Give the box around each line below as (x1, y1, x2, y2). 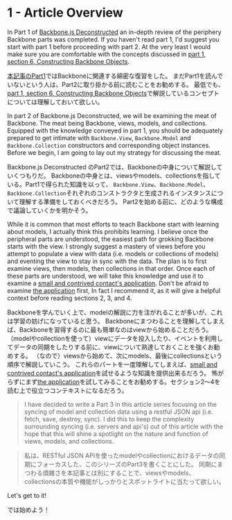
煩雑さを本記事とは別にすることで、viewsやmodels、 (42, 469, 195, 477)
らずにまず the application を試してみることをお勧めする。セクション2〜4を (7, 377, 221, 386)
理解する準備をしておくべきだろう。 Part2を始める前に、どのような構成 (19, 197, 223, 206)
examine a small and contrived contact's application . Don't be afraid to (7, 279, 209, 287)
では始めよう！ (7, 505, 50, 514)
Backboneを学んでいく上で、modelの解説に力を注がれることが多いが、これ (7, 308, 223, 317)
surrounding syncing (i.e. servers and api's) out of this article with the (24, 422, 224, 430)
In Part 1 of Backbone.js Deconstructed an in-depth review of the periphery (7, 28, 222, 36)
